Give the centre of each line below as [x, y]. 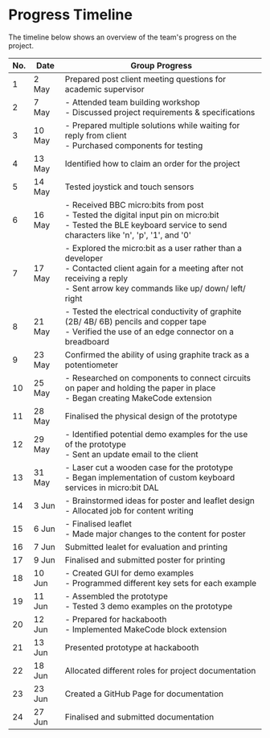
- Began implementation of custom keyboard [150, 477]
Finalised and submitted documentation [139, 716]
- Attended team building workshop [133, 102]
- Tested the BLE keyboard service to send [146, 225]
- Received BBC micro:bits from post [134, 204]
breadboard [87, 341]
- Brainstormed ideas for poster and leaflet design [160, 501]
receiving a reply [96, 278]
